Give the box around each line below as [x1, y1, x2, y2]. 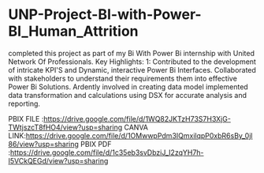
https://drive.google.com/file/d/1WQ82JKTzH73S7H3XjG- [43, 114, 231, 123]
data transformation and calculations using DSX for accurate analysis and [8, 90, 247, 100]
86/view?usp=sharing [8, 139, 79, 149]
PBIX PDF [80, 139, 112, 149]
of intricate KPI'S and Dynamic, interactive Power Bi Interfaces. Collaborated [8, 65, 256, 74]
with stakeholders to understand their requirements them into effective [8, 73, 238, 83]
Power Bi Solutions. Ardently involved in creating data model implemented [8, 81, 248, 92]
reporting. [8, 99, 41, 108]
